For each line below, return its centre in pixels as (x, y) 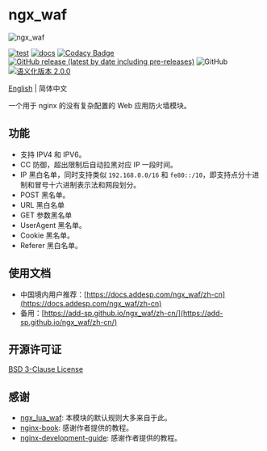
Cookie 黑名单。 (47, 235)
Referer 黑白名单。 (51, 245)
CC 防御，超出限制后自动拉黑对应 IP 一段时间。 (98, 164)
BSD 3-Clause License (46, 369)
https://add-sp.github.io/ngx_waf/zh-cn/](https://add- (133, 313)
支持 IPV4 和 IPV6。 (53, 154)
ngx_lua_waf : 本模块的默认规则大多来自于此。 (96, 418)
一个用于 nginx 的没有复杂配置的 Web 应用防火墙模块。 (100, 105)
